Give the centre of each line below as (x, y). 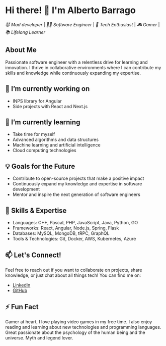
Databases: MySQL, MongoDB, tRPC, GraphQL (61, 233)
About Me (21, 50)
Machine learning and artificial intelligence (56, 145)
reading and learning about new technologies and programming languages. (83, 327)
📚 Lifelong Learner (25, 32)
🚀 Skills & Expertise (36, 210)
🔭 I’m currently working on (48, 89)
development (26, 189)
